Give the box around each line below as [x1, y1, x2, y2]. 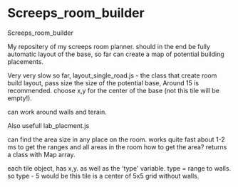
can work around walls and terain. [7, 107, 107, 116]
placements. [7, 57, 44, 65]
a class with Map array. [7, 150, 76, 159]
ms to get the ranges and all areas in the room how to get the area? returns [7, 142, 227, 151]
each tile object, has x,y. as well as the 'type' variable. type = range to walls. [7, 164, 232, 172]
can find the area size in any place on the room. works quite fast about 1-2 [7, 135, 226, 144]
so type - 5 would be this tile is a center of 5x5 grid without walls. [7, 171, 200, 180]
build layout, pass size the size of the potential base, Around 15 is [7, 78, 200, 87]
